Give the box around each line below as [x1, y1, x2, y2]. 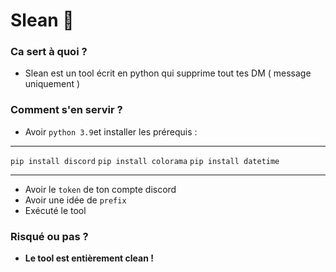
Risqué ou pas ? [10, 229, 89, 243]
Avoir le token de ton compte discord [24, 183, 177, 195]
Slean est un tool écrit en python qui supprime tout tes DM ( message [24, 67, 312, 79]
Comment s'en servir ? [10, 103, 123, 117]
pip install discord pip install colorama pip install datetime [10, 156, 280, 166]
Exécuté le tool [24, 204, 87, 216]
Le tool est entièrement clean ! [24, 252, 154, 264]
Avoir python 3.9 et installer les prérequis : [24, 125, 198, 138]
